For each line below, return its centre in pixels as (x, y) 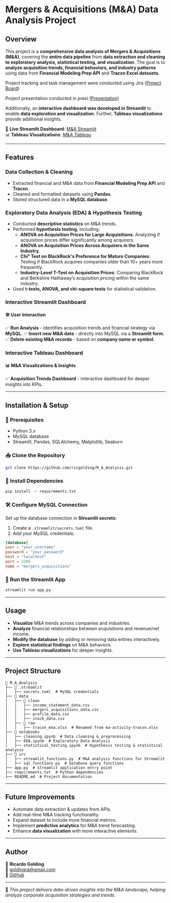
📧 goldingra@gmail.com (31, 870)
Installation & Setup (37, 405)
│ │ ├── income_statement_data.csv (48, 705)
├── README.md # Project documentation (49, 777)
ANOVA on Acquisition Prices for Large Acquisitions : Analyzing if (90, 234)
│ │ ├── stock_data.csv (35, 719)
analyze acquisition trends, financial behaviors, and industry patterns (81, 68)
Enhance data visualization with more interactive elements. (75, 831)
